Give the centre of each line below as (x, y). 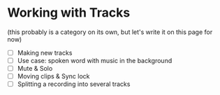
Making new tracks (45, 53)
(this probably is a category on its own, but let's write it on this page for (110, 32)
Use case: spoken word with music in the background (95, 61)
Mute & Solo (35, 69)
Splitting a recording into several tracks (74, 84)
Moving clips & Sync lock (53, 76)
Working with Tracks (69, 13)
